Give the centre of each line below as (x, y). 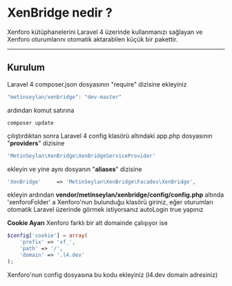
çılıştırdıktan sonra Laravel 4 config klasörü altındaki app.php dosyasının (110, 136)
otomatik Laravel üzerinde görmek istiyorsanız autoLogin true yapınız (105, 210)
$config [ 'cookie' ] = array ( (48, 236)
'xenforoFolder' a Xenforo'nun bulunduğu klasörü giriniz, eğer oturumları (110, 202)
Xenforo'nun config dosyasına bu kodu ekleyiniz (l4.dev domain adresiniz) (113, 274)
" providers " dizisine (36, 143)
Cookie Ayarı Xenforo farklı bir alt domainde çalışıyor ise (87, 223)
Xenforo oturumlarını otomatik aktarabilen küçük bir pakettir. (93, 39)
